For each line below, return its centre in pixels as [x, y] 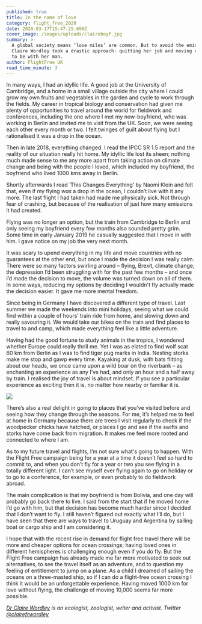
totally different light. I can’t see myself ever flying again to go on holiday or [100, 471]
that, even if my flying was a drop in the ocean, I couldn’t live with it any [95, 191]
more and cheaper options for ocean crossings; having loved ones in [91, 545]
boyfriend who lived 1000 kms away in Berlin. [63, 173]
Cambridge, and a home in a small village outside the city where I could [95, 91]
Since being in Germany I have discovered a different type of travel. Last [96, 303]
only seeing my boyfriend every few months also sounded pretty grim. [93, 229]
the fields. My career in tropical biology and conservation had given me [95, 104]
